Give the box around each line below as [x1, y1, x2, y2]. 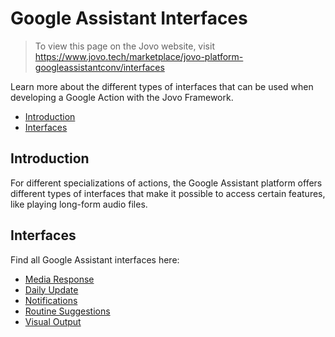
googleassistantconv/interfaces [34, 61, 165, 73]
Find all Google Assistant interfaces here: [10, 253, 180, 266]
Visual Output [24, 315, 82, 327]
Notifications [24, 294, 78, 306]
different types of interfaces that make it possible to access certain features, [10, 187, 326, 199]
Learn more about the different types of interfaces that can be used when [10, 80, 314, 92]
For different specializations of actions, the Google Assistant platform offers [10, 177, 323, 189]
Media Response [24, 273, 95, 285]
